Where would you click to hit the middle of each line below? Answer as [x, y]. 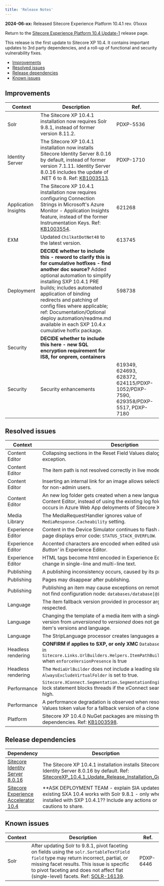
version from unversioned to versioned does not [97, 622]
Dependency [23, 753]
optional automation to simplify [76, 275]
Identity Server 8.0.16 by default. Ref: [86, 771]
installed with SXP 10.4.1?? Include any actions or [100, 800]
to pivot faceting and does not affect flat [77, 870]
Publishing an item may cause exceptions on [93, 588]
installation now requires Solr [74, 121]
